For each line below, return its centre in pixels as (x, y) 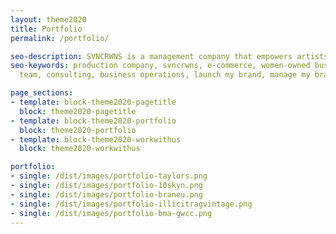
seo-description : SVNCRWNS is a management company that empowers (151, 56)
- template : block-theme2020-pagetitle (93, 102)
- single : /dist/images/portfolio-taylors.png (109, 176)
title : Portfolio (46, 29)
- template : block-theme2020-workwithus (96, 139)
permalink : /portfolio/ (60, 38)
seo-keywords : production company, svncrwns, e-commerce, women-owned (160, 66)
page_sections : (42, 93)
